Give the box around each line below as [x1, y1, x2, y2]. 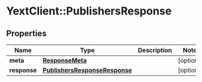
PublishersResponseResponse [42, 66, 132, 74]
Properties [6, 28, 47, 39]
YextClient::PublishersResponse [6, 4, 172, 18]
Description [138, 46, 173, 54]
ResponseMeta [42, 56, 87, 65]
